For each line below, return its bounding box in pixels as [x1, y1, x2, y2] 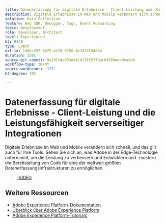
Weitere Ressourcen [5, 189, 69, 197]
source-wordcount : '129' [5, 67, 56, 72]
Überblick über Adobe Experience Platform [12, 207, 100, 213]
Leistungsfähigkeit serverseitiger [5, 117, 144, 129]
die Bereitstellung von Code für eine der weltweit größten [5, 160, 121, 166]
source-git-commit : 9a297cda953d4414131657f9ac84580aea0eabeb [5, 57, 135, 62]
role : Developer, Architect [5, 30, 63, 35]
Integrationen [5, 128, 62, 139]
